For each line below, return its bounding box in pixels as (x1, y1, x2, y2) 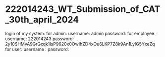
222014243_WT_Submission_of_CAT (5, 3, 161, 15)
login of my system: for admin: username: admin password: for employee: (5, 30, 156, 36)
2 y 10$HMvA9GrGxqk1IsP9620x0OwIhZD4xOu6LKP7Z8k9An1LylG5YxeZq (5, 41, 155, 47)
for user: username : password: (5, 46, 69, 52)
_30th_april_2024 (5, 14, 79, 25)
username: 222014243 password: (5, 36, 74, 42)
